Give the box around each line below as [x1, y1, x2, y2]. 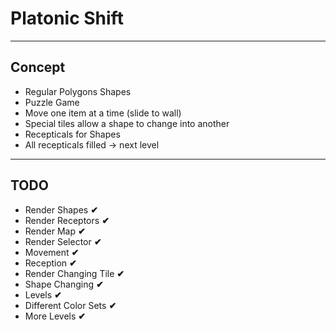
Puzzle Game [24, 96, 80, 108]
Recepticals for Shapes [24, 128, 121, 140]
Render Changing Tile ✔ [24, 267, 125, 279]
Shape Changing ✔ [24, 278, 104, 290]
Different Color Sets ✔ [24, 299, 117, 311]
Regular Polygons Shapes [24, 85, 132, 97]
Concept [10, 59, 66, 76]
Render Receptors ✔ [24, 214, 110, 226]
